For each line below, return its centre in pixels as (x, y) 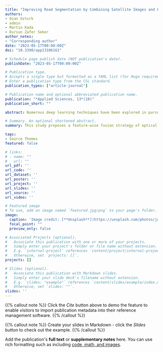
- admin (13, 23)
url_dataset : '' (21, 175)
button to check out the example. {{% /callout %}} (55, 330)
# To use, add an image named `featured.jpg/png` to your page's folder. (81, 211)
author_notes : (19, 37)
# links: (14, 152)
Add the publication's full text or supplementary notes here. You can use (79, 339)
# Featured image (23, 206)
